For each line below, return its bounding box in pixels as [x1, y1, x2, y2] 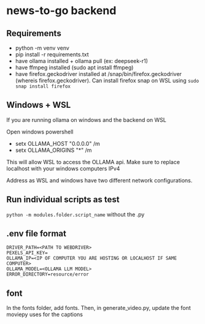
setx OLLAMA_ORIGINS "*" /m [15, 146, 92, 154]
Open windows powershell [6, 128, 74, 135]
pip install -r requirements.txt [15, 51, 89, 58]
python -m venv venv [15, 44, 69, 51]
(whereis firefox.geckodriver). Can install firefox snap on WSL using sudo [15, 77, 199, 84]
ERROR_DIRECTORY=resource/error [6, 271, 89, 277]
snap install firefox [15, 83, 71, 89]
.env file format [6, 228, 66, 239]
